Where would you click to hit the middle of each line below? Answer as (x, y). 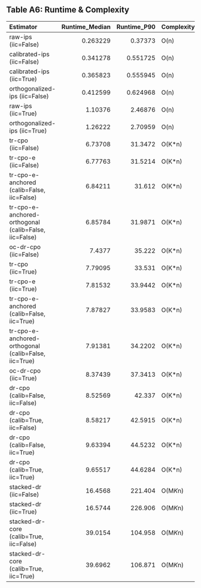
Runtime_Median (86, 26)
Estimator (23, 26)
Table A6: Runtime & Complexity (68, 10)
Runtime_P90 (136, 26)
